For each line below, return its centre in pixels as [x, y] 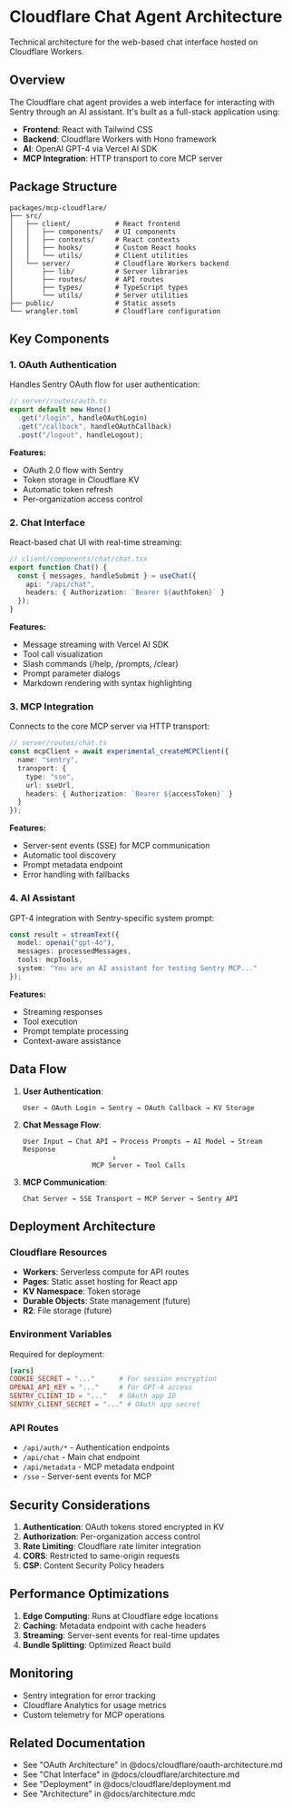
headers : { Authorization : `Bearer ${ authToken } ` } [125, 592]
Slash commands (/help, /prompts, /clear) [100, 664]
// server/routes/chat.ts [58, 743]
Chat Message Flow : [62, 1125]
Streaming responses [62, 1011]
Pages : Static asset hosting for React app [100, 1282]
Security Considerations [80, 1505]
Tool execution [50, 1021]
